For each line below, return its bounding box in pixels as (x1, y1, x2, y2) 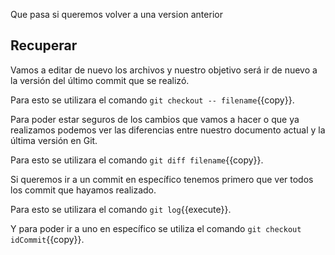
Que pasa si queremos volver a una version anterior (10, 9, 223, 20)
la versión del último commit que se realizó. (10, 74, 190, 86)
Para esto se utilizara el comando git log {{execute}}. (10, 203, 232, 215)
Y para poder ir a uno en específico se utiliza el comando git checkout (10, 222, 302, 234)
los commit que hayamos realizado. (10, 184, 157, 196)
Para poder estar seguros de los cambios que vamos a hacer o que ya (10, 113, 300, 125)
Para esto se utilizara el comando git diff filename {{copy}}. (10, 154, 264, 166)
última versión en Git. (10, 134, 98, 146)
